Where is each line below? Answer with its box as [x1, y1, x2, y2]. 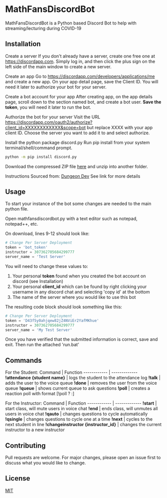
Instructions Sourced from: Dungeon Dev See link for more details [5, 173, 141, 179]
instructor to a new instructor [5, 427, 65, 433]
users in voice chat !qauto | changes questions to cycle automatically [5, 411, 148, 417]
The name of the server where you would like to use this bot [12, 294, 136, 300]
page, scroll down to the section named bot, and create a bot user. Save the [5, 99, 162, 105]
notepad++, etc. [5, 221, 38, 227]
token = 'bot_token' [5, 245, 48, 250]
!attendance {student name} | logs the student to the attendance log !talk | [5, 375, 161, 381]
